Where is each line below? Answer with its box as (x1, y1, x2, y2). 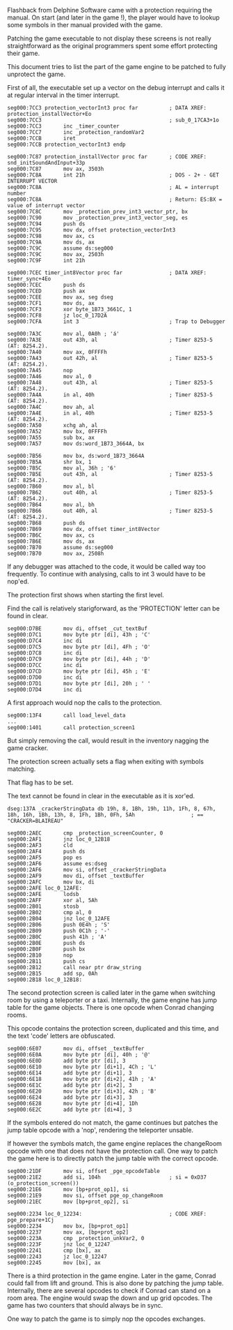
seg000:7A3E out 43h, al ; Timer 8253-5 (7, 336, 214, 343)
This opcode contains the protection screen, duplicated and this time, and (7, 1024, 219, 1032)
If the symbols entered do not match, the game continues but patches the (7, 1119, 218, 1126)
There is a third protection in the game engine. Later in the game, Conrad (7, 1271, 216, 1280)
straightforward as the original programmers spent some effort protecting (7, 42, 218, 50)
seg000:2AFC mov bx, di (7, 879, 95, 886)
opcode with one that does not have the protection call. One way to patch (7, 1147, 218, 1155)
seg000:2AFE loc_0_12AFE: (7, 885, 82, 892)
